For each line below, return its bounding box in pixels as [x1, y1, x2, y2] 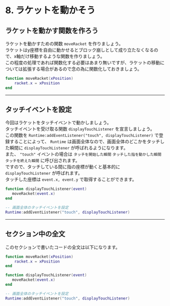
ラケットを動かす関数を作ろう [5, 26, 99, 35]
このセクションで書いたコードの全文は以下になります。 [5, 244, 120, 250]
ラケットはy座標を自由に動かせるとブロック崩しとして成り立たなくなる [5, 47, 154, 53]
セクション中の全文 [5, 230, 65, 238]
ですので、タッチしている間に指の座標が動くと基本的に [5, 164, 120, 170]
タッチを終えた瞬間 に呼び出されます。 [5, 158, 80, 164]
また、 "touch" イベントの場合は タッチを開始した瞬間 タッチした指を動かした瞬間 [5, 151, 162, 157]
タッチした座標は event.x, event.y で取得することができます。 [5, 176, 137, 182]
